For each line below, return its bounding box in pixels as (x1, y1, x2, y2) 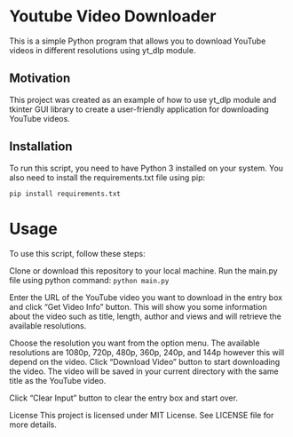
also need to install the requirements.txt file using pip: (9, 171, 206, 183)
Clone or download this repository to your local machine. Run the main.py (9, 265, 278, 276)
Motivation (9, 71, 71, 86)
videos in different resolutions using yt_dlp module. (9, 44, 196, 55)
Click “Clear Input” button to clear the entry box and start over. (9, 393, 238, 403)
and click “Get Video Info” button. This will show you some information (9, 301, 268, 312)
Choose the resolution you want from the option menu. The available (9, 338, 260, 348)
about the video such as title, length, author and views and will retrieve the (9, 311, 281, 322)
